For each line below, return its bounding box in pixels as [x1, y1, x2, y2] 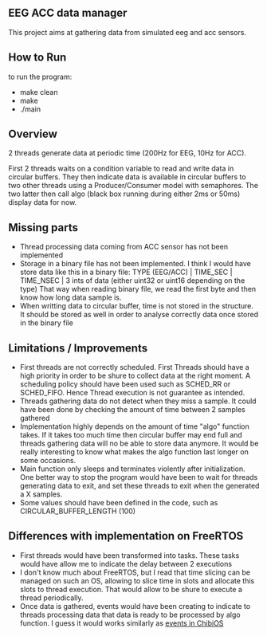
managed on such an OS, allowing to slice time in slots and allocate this [19, 575, 255, 585]
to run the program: [8, 72, 73, 81]
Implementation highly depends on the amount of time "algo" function [19, 422, 249, 431]
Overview [8, 128, 58, 141]
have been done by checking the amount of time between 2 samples [19, 405, 245, 414]
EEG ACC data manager [8, 6, 128, 20]
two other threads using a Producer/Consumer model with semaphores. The [8, 181, 259, 190]
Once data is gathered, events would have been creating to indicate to [19, 601, 251, 610]
